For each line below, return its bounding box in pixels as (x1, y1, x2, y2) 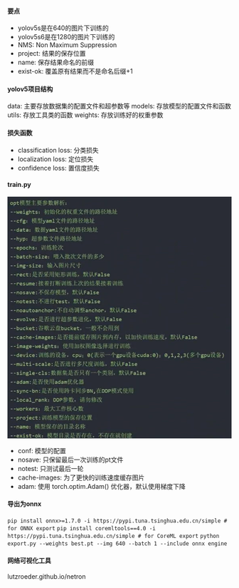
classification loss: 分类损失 (17, 146, 99, 154)
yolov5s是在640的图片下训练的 (17, 24, 109, 32)
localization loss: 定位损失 (17, 154, 94, 163)
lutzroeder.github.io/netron (7, 572, 87, 581)
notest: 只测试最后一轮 (17, 464, 84, 472)
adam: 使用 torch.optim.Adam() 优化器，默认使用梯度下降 (17, 482, 186, 490)
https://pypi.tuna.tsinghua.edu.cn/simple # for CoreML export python (7, 532, 220, 539)
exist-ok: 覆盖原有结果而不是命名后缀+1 (17, 67, 133, 76)
